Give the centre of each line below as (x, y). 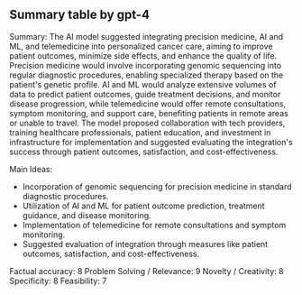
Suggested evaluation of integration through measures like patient (145, 244)
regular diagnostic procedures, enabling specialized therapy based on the (146, 75)
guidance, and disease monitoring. (87, 215)
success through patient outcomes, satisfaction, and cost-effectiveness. (144, 152)
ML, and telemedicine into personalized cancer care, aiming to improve (141, 46)
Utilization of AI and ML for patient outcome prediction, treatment (143, 206)
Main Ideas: (31, 169)
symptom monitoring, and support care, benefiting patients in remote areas (149, 113)
